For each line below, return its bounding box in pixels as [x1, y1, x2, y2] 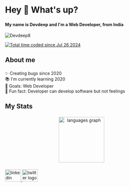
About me [5, 56, 35, 64]
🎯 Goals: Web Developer [5, 83, 54, 89]
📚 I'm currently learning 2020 [5, 76, 65, 82]
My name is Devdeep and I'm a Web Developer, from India [5, 22, 124, 28]
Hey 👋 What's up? [5, 4, 79, 16]
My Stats [5, 102, 33, 110]
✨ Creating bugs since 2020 [5, 70, 62, 77]
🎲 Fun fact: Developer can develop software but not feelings [5, 88, 125, 94]
